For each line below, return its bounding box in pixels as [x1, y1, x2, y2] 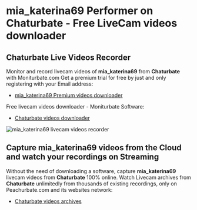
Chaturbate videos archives [14, 198, 82, 205]
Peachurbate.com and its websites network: [6, 186, 113, 193]
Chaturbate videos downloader [14, 114, 90, 121]
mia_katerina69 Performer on [6, 4, 153, 18]
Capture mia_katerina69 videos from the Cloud [6, 143, 182, 153]
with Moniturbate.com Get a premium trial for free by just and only [6, 74, 166, 81]
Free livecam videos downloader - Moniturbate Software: [6, 103, 145, 110]
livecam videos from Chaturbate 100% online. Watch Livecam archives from [6, 174, 191, 181]
